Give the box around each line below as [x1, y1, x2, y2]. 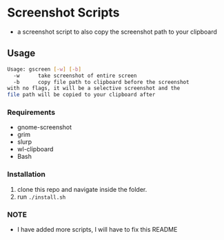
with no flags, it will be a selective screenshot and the [7, 85, 181, 92]
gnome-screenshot [17, 123, 72, 131]
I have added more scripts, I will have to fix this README [17, 226, 178, 234]
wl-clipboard [17, 145, 54, 153]
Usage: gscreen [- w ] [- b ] [7, 65, 81, 73]
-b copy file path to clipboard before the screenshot [13, 78, 190, 85]
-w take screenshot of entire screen [13, 72, 137, 79]
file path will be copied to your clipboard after [7, 91, 156, 98]
